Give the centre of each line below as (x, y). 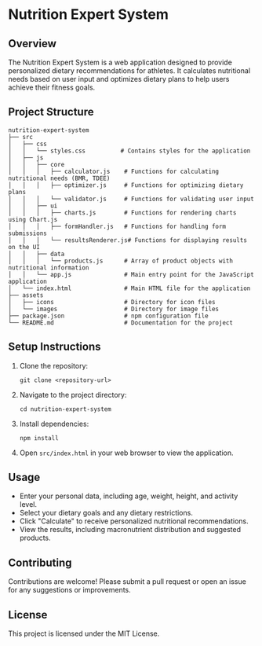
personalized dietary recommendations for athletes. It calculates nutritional (129, 71)
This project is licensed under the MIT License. (84, 633)
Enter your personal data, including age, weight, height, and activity (129, 496)
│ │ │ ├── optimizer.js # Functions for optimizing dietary (126, 185)
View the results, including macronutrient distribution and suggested (130, 530)
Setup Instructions (55, 347)
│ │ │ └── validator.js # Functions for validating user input (131, 199)
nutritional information (49, 268)
